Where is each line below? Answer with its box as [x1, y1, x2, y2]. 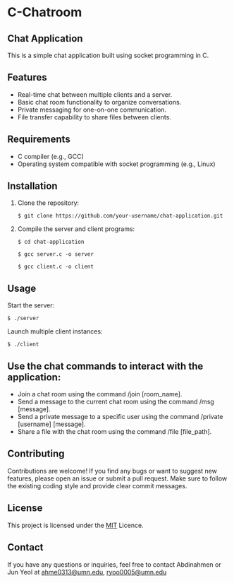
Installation [7, 180, 58, 192]
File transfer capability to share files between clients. [17, 112, 171, 121]
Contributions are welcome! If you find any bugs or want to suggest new [7, 466, 217, 475]
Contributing [7, 448, 65, 460]
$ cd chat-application [17, 238, 85, 246]
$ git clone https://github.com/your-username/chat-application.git [17, 213, 223, 220]
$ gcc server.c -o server [17, 251, 94, 258]
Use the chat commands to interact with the [7, 360, 204, 372]
